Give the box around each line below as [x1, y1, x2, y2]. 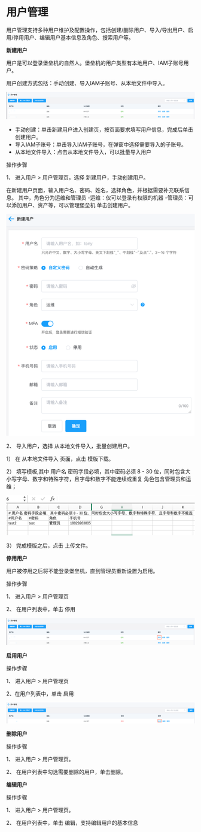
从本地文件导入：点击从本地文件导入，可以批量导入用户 [14, 148, 151, 156]
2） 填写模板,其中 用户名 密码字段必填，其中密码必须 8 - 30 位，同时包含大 [6, 467, 191, 475]
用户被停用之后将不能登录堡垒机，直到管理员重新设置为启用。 [6, 567, 159, 575]
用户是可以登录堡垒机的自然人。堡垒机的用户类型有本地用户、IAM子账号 [6, 59, 184, 66]
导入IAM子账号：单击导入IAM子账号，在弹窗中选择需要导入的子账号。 [14, 141, 187, 148]
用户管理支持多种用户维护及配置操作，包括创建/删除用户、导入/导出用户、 [6, 26, 188, 34]
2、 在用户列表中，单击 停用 [6, 605, 76, 612]
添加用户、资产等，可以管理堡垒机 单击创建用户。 [11, 201, 133, 208]
